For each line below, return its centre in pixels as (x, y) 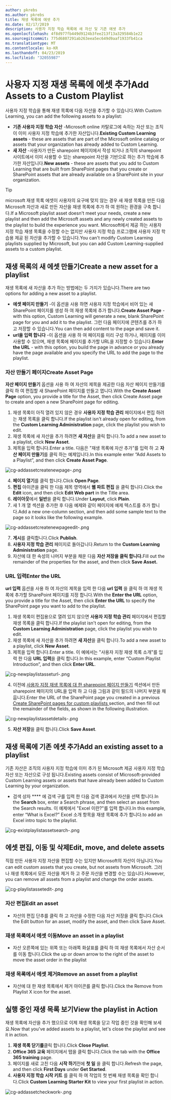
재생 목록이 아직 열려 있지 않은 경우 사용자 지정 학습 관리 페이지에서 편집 (84, 413)
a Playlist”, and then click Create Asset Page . (60, 460)
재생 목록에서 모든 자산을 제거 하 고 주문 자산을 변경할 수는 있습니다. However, (88, 874)
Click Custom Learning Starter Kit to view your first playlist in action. (91, 1082)
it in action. (17, 1035)
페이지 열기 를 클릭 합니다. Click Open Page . (56, 481)
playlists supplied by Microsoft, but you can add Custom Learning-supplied (84, 244)
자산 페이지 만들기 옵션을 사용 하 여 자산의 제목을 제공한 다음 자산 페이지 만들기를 (85, 384)
